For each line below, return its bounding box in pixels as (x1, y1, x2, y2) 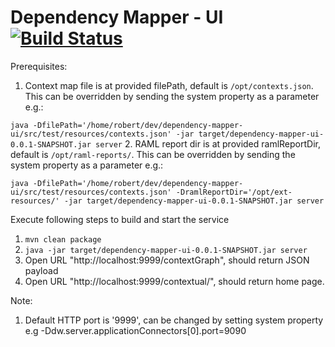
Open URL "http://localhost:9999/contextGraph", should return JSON (24, 254, 310, 266)
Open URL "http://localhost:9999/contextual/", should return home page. (24, 275, 325, 287)
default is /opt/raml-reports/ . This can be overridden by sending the (10, 148, 296, 160)
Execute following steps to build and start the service (10, 213, 230, 225)
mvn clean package (24, 234, 102, 245)
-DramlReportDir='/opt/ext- (175, 187, 293, 197)
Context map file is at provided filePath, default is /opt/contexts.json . (24, 79, 314, 91)
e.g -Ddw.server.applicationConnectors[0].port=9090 (24, 324, 247, 336)
